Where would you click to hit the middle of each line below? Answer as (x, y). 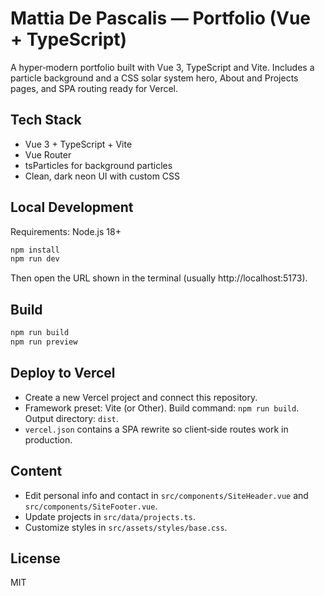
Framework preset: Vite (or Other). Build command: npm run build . (162, 408)
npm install (35, 250)
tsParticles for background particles (98, 165)
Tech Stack (46, 120)
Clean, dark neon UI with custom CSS (102, 176)
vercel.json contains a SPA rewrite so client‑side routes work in (156, 429)
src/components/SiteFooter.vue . (91, 506)
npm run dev (35, 259)
